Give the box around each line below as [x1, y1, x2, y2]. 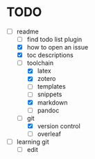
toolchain [26, 59, 54, 67]
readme [16, 27, 39, 36]
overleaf [37, 130, 62, 138]
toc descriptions [26, 51, 74, 59]
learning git [16, 137, 49, 146]
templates [37, 82, 67, 91]
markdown [37, 98, 68, 107]
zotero [37, 75, 56, 83]
